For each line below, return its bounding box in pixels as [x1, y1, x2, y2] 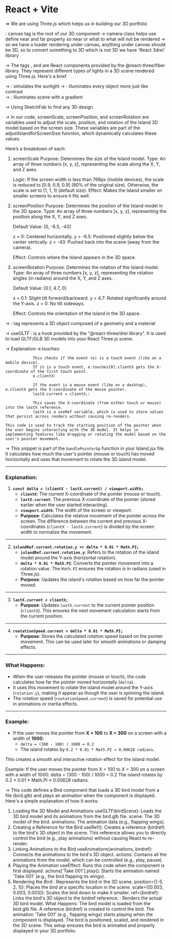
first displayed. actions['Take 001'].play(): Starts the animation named [12, 868, 160, 874]
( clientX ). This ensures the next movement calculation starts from [20, 608, 160, 614]
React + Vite [5, 4, 59, 15]
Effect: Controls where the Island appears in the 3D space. [12, 254, 137, 260]
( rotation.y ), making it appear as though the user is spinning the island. [12, 690, 165, 696]
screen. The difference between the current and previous [20, 518, 142, 524]
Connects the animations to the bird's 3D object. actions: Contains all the [12, 851, 167, 857]
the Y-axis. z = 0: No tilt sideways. [12, 300, 85, 306]
